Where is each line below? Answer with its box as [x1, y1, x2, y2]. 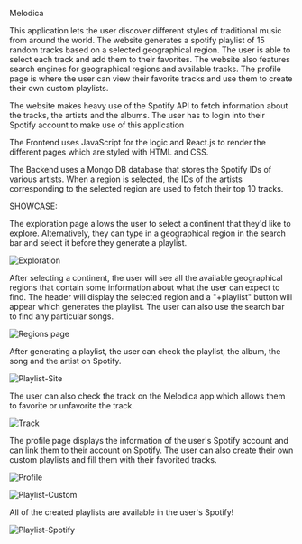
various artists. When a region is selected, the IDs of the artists [9, 174, 243, 184]
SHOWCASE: [9, 201, 58, 211]
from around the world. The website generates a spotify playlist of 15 [9, 35, 265, 45]
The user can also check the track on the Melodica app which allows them [9, 390, 286, 401]
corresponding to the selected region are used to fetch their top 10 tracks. [9, 183, 284, 193]
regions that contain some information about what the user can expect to [9, 282, 280, 293]
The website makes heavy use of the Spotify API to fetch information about [9, 100, 288, 111]
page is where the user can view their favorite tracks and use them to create [9, 73, 293, 84]
